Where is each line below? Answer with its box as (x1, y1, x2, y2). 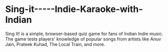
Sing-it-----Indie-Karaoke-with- (5, 3, 143, 15)
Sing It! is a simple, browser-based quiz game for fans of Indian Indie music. (5, 30, 163, 36)
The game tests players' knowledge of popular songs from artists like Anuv (5, 36, 161, 42)
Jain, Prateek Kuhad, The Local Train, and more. (5, 41, 105, 47)
